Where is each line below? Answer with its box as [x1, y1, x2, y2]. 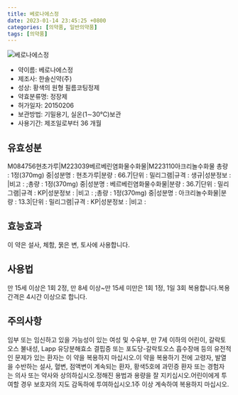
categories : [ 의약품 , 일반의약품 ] [7, 23, 98, 31]
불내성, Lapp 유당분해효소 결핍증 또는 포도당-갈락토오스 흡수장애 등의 [20, 344, 213, 352]
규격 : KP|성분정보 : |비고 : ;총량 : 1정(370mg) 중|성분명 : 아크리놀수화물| [21, 189, 222, 197]
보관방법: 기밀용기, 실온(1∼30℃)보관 [17, 110, 121, 119]
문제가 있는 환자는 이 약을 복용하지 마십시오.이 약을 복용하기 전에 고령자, [14, 353, 214, 362]
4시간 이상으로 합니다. [26, 292, 87, 301]
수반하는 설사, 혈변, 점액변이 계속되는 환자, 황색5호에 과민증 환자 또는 [14, 362, 206, 370]
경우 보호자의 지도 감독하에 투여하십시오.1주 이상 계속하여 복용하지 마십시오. [20, 379, 229, 388]
